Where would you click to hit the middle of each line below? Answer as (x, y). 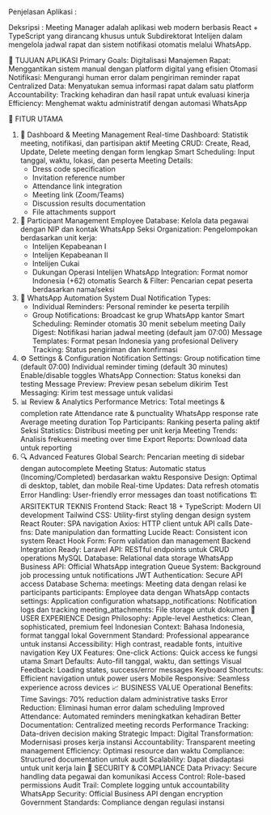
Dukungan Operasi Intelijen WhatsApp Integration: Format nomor (140, 272)
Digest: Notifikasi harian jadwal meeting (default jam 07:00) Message (147, 332)
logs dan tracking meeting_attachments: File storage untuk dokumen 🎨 (138, 609)
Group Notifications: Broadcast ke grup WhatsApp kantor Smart (138, 315)
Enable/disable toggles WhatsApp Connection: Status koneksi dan (130, 375)
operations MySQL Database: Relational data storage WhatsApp (127, 558)
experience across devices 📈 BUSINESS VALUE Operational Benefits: (136, 688)
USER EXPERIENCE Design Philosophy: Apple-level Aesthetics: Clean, (136, 618)
